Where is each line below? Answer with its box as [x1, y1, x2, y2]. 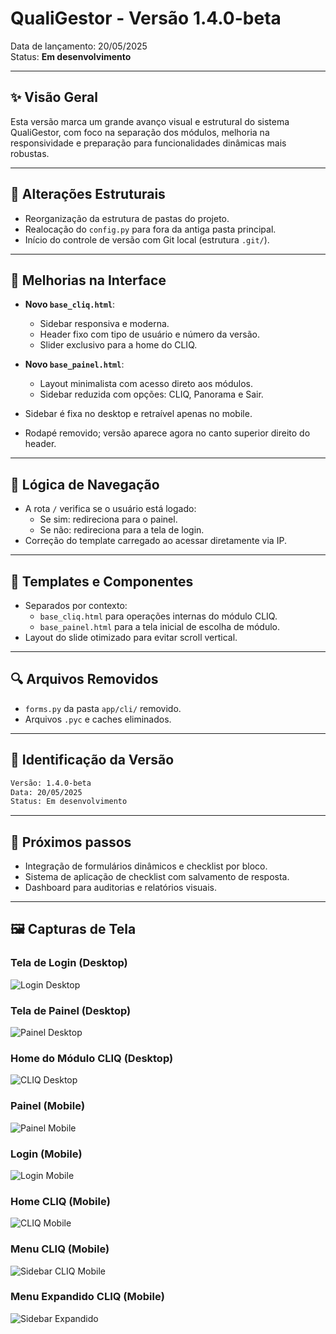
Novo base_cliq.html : [24, 298, 116, 311]
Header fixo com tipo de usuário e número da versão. [39, 328, 260, 341]
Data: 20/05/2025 [10, 787, 83, 797]
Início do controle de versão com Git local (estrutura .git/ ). [24, 233, 270, 246]
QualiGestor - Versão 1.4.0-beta [10, 7, 282, 30]
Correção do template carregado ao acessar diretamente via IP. [24, 535, 287, 547]
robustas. [10, 147, 50, 159]
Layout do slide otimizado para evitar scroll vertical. [24, 632, 238, 643]
